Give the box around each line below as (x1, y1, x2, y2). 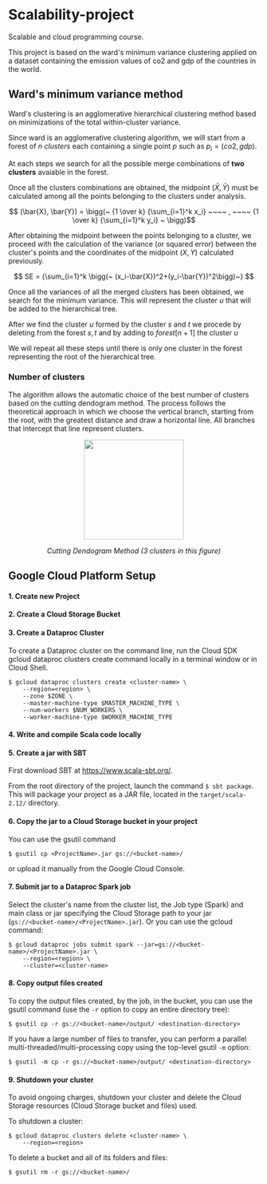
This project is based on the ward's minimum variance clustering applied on (8, 47, 257, 57)
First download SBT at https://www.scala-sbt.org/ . (8, 766, 173, 775)
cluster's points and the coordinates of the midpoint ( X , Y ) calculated (8, 247, 234, 257)
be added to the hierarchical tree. (8, 303, 118, 313)
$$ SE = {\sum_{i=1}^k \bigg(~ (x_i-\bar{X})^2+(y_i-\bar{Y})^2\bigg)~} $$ (13, 271, 255, 281)
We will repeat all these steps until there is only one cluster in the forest (8, 343, 243, 353)
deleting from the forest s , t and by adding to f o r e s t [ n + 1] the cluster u (8, 327, 238, 337)
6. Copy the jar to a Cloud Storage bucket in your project (8, 817, 198, 826)
